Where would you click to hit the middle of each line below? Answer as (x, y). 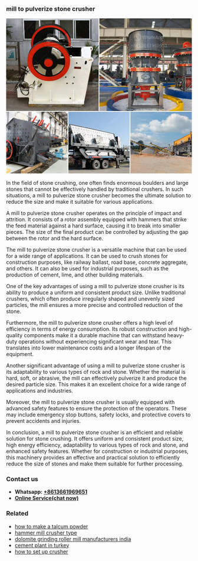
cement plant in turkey (42, 545)
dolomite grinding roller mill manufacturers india (73, 539)
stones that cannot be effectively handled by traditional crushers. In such (95, 189)
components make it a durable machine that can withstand (95, 335)
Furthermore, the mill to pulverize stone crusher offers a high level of (90, 322)
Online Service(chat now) (47, 498)
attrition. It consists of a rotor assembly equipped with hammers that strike (97, 219)
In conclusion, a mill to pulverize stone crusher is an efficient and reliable (95, 432)
